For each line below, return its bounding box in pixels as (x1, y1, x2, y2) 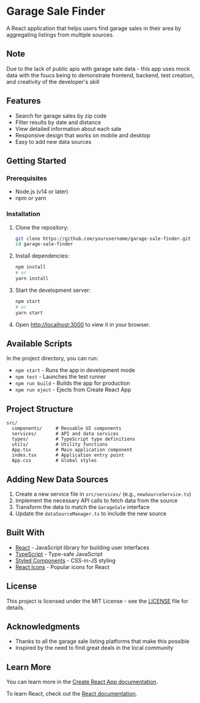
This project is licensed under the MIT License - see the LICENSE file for (6, 597, 188, 604)
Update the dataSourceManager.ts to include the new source (15, 510, 167, 517)
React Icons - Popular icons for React (15, 563, 110, 570)
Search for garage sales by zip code (15, 112, 107, 119)
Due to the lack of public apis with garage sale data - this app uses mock (6, 65, 190, 72)
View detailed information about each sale (15, 125, 122, 132)
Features (6, 96, 41, 106)
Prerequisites (6, 174, 47, 182)
